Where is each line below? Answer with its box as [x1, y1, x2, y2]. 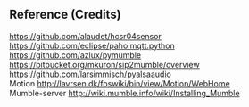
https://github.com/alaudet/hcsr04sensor [9, 30, 162, 41]
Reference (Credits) [9, 7, 122, 22]
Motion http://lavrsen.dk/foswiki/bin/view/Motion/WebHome [9, 78, 230, 88]
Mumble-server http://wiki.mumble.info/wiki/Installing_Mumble [9, 87, 240, 98]
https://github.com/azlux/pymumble [9, 49, 141, 61]
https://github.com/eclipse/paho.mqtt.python [9, 40, 176, 51]
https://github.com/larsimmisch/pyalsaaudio [9, 69, 171, 79]
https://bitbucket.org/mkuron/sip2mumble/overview [9, 59, 200, 70]
